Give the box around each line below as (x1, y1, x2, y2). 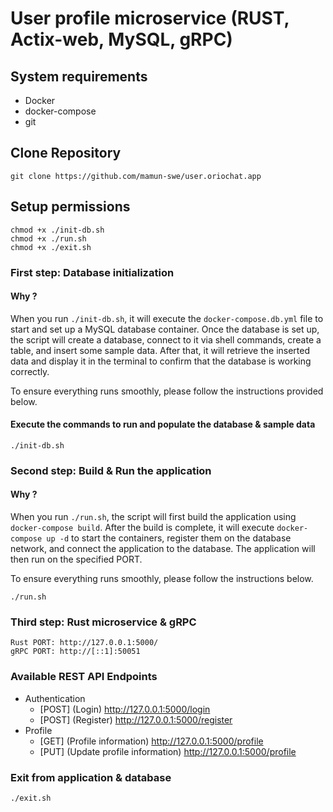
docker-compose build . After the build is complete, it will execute (10, 522, 275, 534)
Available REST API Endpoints (10, 670, 158, 684)
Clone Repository (10, 145, 122, 162)
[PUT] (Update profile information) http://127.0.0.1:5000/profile (39, 745, 297, 757)
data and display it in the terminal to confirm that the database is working (10, 355, 312, 367)
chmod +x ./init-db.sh (10, 225, 105, 235)
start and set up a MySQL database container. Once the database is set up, (10, 323, 320, 335)
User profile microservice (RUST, (10, 7, 290, 30)
